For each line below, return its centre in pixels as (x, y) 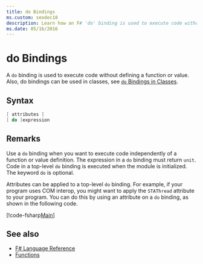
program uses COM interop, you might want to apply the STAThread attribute (100, 190)
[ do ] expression (28, 120)
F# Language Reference (45, 248)
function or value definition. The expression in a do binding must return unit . (101, 160)
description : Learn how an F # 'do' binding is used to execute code (94, 23)
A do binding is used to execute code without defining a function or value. (98, 75)
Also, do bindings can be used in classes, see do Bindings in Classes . (92, 81)
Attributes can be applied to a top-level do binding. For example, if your (95, 184)
